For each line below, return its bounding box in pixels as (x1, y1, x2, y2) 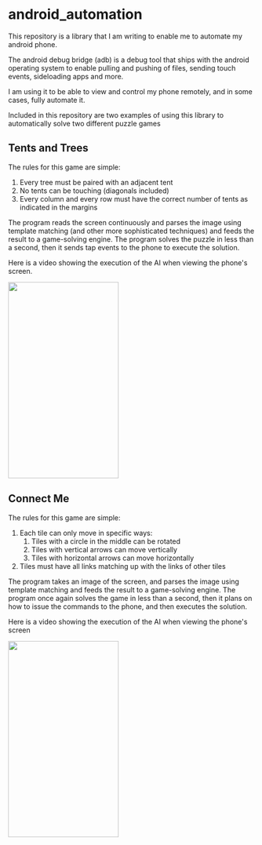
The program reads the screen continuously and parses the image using (8, 217, 242, 227)
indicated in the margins (19, 202, 98, 212)
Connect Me (8, 492, 70, 505)
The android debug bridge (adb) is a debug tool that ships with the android (8, 55, 249, 64)
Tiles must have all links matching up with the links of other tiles (19, 561, 226, 570)
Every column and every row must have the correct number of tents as (19, 194, 249, 203)
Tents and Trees (8, 141, 89, 155)
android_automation (8, 5, 143, 24)
